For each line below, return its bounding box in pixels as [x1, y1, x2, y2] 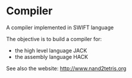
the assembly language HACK [14, 53, 88, 60]
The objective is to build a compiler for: [6, 35, 102, 42]
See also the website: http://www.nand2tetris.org [6, 64, 127, 72]
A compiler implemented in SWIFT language [6, 24, 114, 31]
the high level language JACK [14, 46, 87, 54]
